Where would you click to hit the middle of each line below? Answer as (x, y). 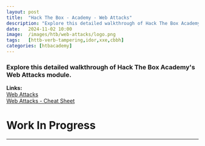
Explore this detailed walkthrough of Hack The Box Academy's (101, 67)
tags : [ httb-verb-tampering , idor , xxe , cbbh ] (65, 40)
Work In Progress (51, 126)
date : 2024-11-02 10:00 (39, 29)
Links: (14, 88)
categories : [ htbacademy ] (39, 46)
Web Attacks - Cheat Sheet (41, 101)
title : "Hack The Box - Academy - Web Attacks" (69, 18)
